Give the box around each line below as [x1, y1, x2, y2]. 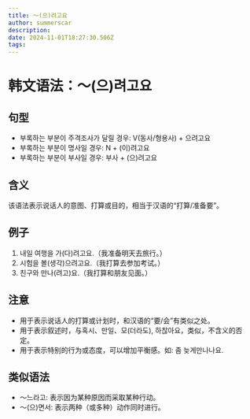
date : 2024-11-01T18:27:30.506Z [8, 33, 114, 42]
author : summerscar [8, 19, 72, 27]
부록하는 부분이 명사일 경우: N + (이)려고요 [19, 143, 150, 153]
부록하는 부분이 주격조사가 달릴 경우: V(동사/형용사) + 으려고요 [19, 133, 211, 143]
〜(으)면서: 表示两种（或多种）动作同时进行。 [19, 402, 165, 412]
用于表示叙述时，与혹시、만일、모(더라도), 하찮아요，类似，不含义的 [19, 325, 236, 335]
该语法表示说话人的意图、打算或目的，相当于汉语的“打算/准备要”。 [8, 200, 224, 209]
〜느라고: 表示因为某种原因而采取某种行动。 [19, 393, 160, 402]
